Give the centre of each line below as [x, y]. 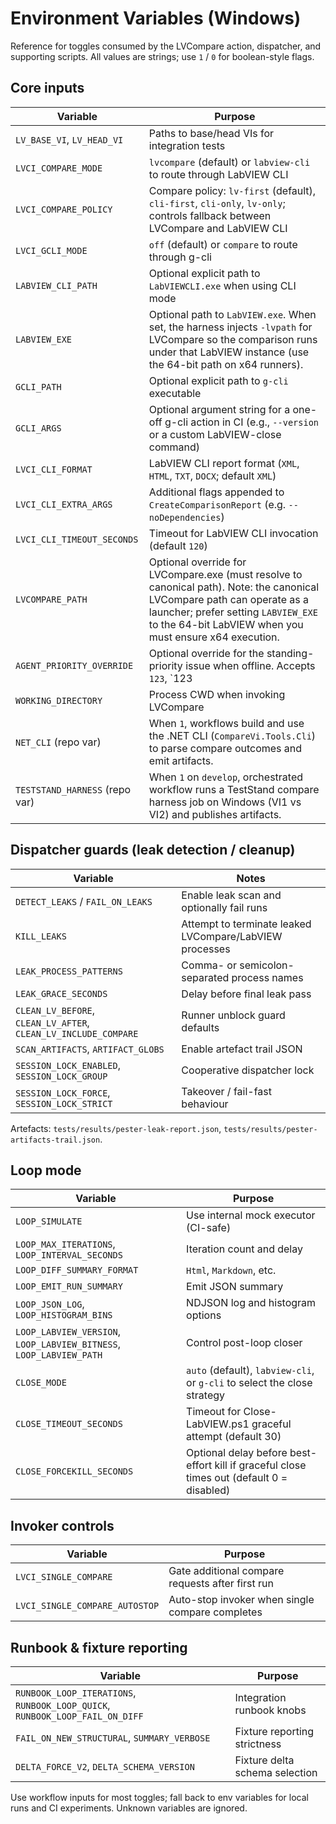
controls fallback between [210, 215]
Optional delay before [237, 1453]
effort [199, 1465]
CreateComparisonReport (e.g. [217, 504]
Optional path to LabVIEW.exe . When [232, 314]
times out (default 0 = [237, 1478]
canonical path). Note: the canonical [234, 587]
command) [174, 447]
